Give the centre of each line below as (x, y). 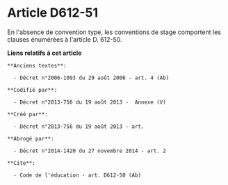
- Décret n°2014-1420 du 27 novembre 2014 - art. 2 (90, 151)
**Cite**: (22, 163)
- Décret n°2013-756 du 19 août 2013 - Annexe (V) (90, 102)
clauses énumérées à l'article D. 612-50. (65, 39)
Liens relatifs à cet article (44, 53)
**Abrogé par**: (31, 138)
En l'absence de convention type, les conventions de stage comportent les (114, 32)
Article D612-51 (53, 13)
